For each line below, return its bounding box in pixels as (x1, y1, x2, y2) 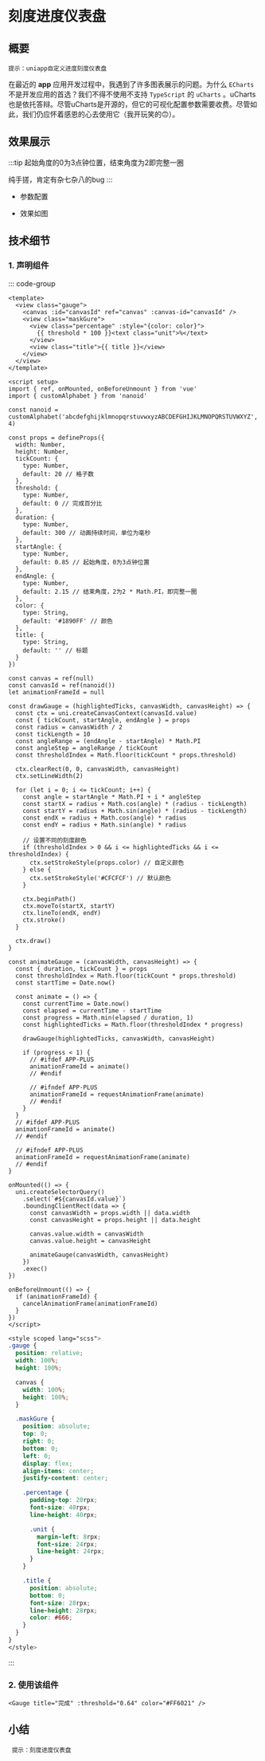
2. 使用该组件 (8, 1679, 59, 1690)
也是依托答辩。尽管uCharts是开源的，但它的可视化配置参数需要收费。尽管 (8, 100, 251, 108)
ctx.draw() (15, 937, 52, 945)
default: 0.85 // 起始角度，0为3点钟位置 (22, 558, 150, 566)
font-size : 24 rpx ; (37, 1540, 98, 1548)
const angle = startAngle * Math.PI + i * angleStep (22, 792, 201, 801)
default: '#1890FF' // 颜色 (22, 617, 113, 625)
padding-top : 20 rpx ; (29, 1496, 98, 1504)
